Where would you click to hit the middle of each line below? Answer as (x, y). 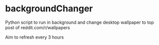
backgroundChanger (49, 9)
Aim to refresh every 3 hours (35, 37)
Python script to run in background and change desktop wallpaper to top (79, 22)
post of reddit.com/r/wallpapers (38, 27)
